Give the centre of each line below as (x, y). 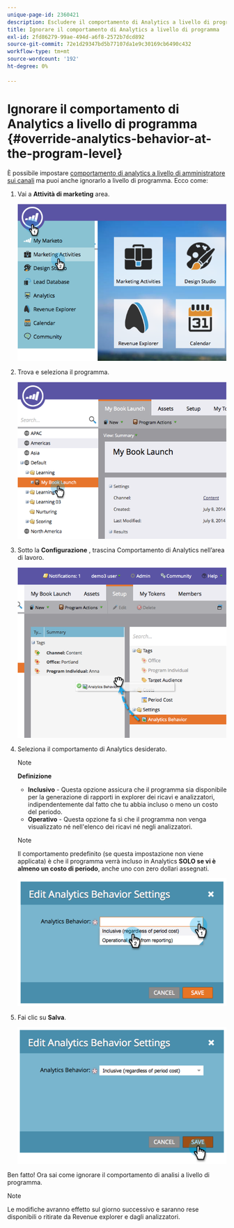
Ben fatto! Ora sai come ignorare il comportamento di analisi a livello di (109, 1175)
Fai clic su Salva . (41, 1018)
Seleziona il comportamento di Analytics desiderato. (92, 749)
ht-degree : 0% (28, 66)
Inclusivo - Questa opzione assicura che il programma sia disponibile (127, 790)
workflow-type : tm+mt (39, 52)
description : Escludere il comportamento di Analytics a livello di (109, 22)
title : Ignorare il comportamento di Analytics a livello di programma (113, 29)
